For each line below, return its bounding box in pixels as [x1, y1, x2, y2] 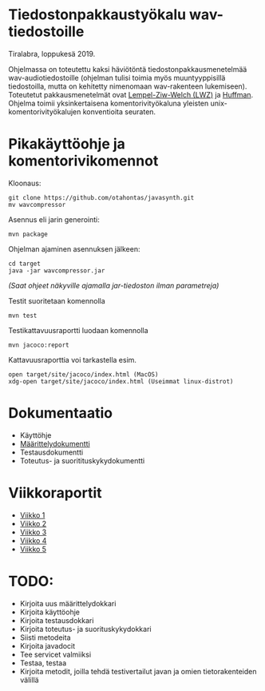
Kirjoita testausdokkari [19, 615, 94, 625]
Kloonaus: [8, 178, 42, 188]
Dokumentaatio [8, 404, 113, 423]
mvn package [8, 230, 48, 238]
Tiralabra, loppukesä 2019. [8, 49, 96, 58]
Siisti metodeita [19, 633, 71, 642]
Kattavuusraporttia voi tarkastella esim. [8, 355, 137, 364]
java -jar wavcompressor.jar [8, 266, 105, 275]
